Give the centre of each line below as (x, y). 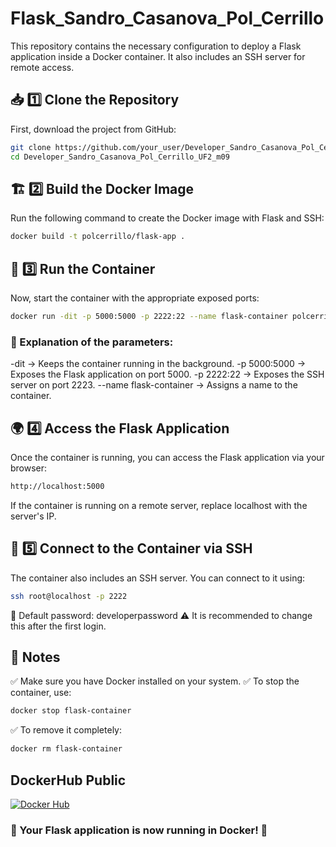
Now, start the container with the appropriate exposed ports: (135, 298)
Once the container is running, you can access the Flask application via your (167, 457)
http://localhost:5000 (57, 486)
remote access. (42, 67)
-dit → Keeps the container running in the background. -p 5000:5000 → (158, 364)
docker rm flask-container (66, 749)
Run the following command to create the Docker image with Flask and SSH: (167, 218)
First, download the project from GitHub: (93, 129)
